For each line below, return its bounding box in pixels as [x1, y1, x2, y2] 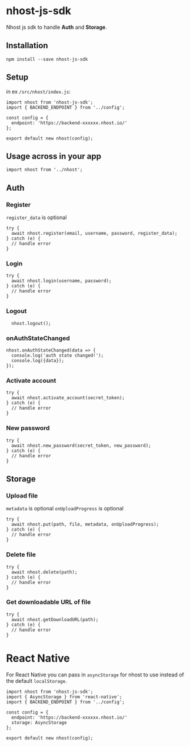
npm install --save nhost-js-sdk [6, 56, 88, 62]
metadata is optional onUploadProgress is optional [6, 505, 124, 512]
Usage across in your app [6, 151, 102, 161]
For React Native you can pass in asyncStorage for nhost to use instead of [6, 671, 184, 678]
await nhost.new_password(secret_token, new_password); [11, 443, 151, 449]
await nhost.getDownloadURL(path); [11, 616, 99, 622]
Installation [6, 41, 48, 51]
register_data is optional [6, 214, 67, 221]
